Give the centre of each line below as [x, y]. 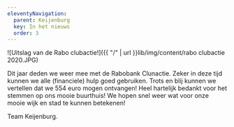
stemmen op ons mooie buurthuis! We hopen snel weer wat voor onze [108, 96]
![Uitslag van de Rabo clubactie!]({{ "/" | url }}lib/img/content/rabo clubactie [116, 53]
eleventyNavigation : [37, 14]
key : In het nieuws [42, 26]
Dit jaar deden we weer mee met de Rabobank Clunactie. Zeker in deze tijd [115, 74]
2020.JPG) [23, 60]
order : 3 [26, 33]
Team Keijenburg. [32, 117]
